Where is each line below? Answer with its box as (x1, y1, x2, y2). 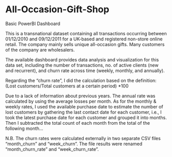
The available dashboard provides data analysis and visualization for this (5, 56, 159, 62)
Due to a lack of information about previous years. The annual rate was (5, 93, 156, 99)
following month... (5, 125, 44, 131)
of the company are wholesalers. (5, 47, 75, 53)
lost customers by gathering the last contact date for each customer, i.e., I (5, 109, 162, 115)
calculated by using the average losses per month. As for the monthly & (5, 98, 157, 104)
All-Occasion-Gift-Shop (5, 4, 109, 15)
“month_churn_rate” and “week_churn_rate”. (5, 146, 99, 152)
